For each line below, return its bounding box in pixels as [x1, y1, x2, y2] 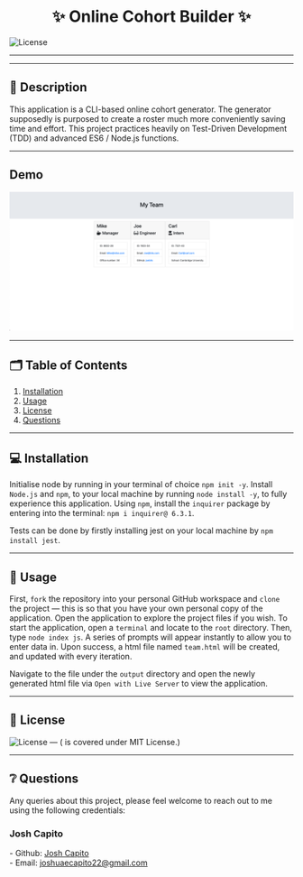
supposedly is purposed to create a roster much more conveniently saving [9, 113, 286, 124]
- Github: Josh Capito [9, 848, 89, 859]
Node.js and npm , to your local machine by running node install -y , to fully [9, 489, 288, 500]
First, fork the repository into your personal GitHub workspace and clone [9, 594, 280, 605]
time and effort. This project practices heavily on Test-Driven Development [9, 123, 288, 134]
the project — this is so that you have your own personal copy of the [9, 603, 263, 614]
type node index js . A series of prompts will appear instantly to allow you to [9, 632, 291, 642]
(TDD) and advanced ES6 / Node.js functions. [9, 133, 179, 143]
